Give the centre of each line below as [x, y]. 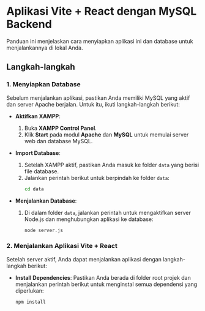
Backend [29, 24]
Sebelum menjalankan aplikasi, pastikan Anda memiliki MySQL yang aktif [98, 98]
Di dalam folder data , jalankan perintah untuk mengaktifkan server [107, 212]
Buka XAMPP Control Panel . [60, 128]
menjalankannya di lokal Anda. [45, 48]
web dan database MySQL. [58, 141]
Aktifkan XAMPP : [38, 116]
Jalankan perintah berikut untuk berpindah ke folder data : [97, 178]
